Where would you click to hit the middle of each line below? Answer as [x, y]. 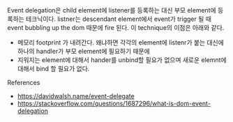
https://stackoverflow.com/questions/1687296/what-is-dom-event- [114, 104]
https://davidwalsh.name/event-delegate [76, 96]
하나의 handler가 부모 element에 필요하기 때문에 [83, 51]
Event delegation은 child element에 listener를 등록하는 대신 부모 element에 [112, 10]
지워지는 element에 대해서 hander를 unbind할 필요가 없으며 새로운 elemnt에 [122, 60]
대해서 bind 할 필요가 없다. [53, 69]
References [24, 83]
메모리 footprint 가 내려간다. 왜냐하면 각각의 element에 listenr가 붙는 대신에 [121, 43]
